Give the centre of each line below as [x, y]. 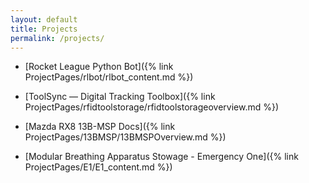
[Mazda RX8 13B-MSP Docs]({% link [100, 127]
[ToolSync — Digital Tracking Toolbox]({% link [120, 97]
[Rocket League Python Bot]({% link [99, 67]
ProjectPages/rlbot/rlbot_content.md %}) [109, 77]
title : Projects [44, 29]
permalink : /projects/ [57, 38]
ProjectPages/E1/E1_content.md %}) [98, 167]
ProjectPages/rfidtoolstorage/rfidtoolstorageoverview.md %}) [152, 107]
